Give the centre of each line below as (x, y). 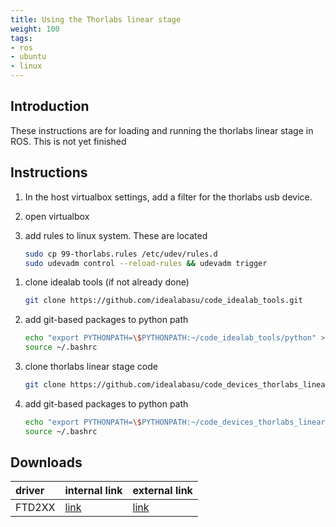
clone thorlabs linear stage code (91, 366)
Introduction (50, 106)
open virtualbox (57, 216)
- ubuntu (28, 57)
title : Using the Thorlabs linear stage (96, 19)
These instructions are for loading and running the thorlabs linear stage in (162, 130)
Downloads (46, 462)
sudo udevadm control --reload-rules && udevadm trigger (146, 263)
